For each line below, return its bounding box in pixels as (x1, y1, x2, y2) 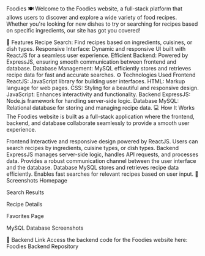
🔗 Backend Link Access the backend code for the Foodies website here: (6, 236, 188, 243)
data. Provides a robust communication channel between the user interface (6, 157, 196, 164)
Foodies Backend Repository (6, 243, 79, 250)
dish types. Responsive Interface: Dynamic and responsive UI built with (6, 45, 186, 52)
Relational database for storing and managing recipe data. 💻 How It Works (6, 104, 195, 111)
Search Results (6, 189, 45, 196)
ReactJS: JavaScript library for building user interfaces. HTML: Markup (6, 78, 185, 85)
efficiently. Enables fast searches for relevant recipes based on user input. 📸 (6, 170, 199, 178)
